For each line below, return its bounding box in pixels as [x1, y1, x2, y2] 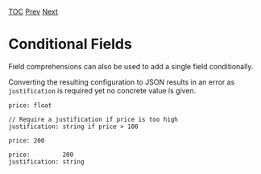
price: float [8, 101, 52, 110]
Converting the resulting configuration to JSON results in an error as [8, 77, 235, 87]
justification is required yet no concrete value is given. [8, 85, 197, 95]
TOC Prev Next [8, 7, 59, 16]
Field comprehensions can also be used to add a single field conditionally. [8, 61, 254, 71]
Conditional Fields [8, 35, 133, 53]
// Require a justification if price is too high [8, 115, 179, 123]
